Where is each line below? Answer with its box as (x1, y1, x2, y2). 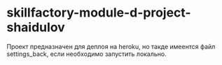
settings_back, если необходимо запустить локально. (6, 50, 167, 58)
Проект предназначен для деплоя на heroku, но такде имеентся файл (6, 42, 216, 50)
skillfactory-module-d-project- (6, 5, 191, 21)
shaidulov (6, 19, 66, 35)
